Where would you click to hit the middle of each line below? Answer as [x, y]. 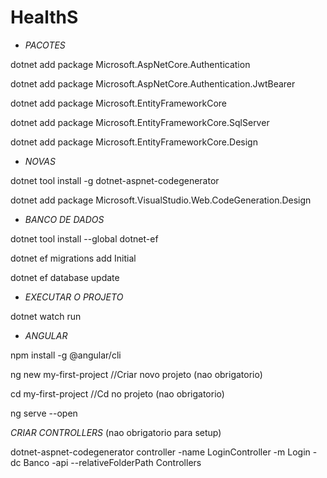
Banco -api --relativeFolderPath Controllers [112, 462]
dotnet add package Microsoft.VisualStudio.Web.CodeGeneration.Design [161, 200]
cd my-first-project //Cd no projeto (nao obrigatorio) [117, 393]
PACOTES [45, 45]
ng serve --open [44, 413]
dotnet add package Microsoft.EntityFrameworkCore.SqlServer [140, 122]
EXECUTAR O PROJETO [74, 297]
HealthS [44, 17]
